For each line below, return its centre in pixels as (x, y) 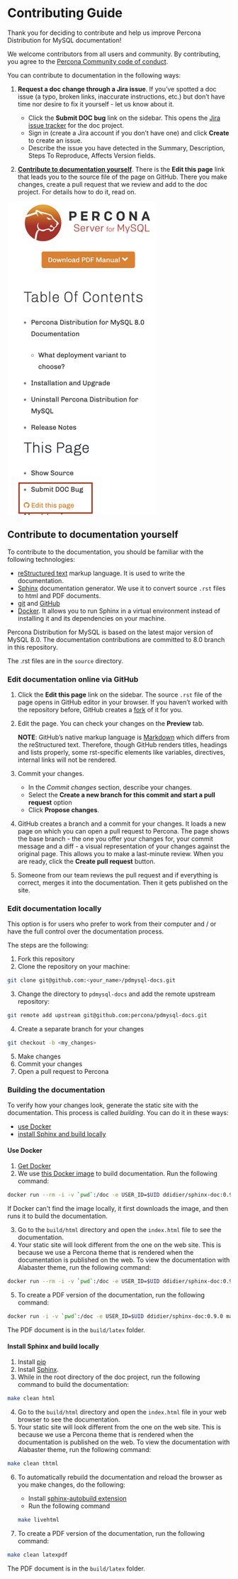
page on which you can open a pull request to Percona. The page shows (123, 831)
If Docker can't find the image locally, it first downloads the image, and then (118, 1209)
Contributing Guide (65, 13)
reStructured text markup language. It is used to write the (101, 573)
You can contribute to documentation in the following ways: (94, 75)
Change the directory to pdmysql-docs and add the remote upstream (117, 994)
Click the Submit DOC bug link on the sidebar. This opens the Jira (124, 118)
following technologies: (41, 559)
